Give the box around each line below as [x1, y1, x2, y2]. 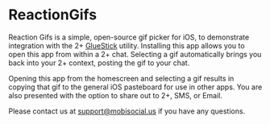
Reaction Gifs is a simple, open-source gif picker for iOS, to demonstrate [8, 32, 250, 42]
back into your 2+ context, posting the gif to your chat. [8, 58, 190, 68]
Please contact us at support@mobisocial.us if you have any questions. [8, 106, 246, 116]
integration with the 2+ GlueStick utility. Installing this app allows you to [8, 40, 245, 50]
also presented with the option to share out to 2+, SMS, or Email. [8, 90, 223, 100]
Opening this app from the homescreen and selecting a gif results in [8, 73, 235, 83]
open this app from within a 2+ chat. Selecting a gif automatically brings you [8, 49, 262, 59]
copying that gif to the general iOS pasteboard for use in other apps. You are [8, 82, 263, 92]
